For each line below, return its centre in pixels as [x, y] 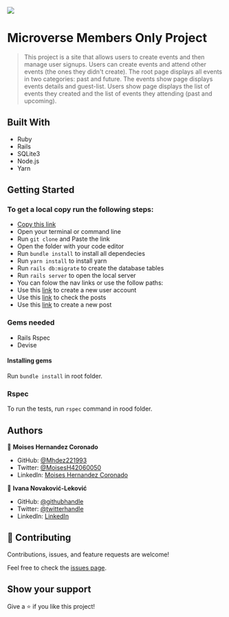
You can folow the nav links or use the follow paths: [90, 283]
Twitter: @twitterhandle [50, 509]
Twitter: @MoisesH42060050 [59, 468]
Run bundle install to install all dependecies [81, 254]
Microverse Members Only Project [107, 38]
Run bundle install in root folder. [55, 376]
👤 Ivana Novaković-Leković [47, 488]
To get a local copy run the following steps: [80, 210]
